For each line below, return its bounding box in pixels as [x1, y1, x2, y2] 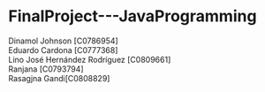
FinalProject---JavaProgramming [8, 6, 257, 27]
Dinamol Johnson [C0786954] [8, 35, 118, 46]
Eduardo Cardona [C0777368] [8, 44, 118, 55]
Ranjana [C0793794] [8, 64, 85, 74]
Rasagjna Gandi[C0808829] [8, 73, 110, 83]
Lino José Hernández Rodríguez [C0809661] [8, 54, 171, 65]
